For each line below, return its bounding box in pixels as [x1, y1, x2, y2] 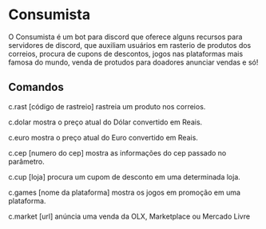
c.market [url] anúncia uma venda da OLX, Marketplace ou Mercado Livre [8, 211, 250, 221]
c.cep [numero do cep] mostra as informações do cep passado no [8, 148, 227, 157]
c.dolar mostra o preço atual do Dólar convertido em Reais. [8, 117, 203, 127]
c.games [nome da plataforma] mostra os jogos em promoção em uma [8, 188, 241, 197]
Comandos [8, 81, 64, 94]
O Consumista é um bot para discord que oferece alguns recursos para [8, 32, 243, 41]
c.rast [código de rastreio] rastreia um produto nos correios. [8, 101, 206, 111]
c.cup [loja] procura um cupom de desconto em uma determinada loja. [8, 172, 241, 181]
